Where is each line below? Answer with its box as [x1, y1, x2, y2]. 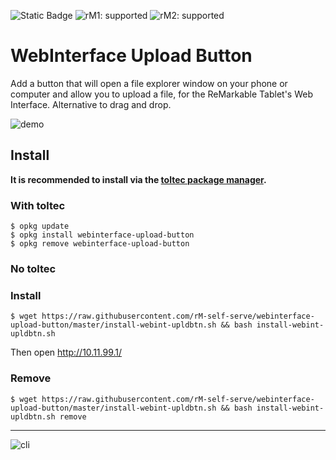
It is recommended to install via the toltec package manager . [10, 173, 267, 185]
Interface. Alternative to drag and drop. [10, 98, 172, 110]
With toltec [10, 198, 66, 212]
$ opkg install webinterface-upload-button [10, 230, 195, 240]
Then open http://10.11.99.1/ [10, 346, 123, 359]
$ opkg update [10, 221, 70, 232]
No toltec [10, 261, 57, 275]
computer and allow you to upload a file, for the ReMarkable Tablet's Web [10, 88, 313, 100]
